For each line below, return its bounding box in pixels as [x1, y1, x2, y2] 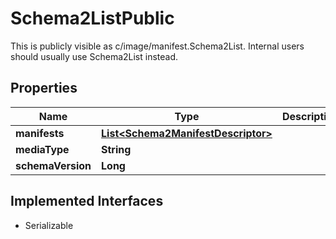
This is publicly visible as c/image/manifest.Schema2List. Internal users [10, 40, 305, 52]
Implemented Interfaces [10, 193, 164, 210]
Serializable [24, 219, 74, 231]
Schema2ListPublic [10, 7, 175, 30]
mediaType [15, 142, 70, 156]
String [101, 142, 132, 156]
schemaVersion [15, 158, 92, 172]
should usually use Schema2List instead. [10, 50, 179, 62]
